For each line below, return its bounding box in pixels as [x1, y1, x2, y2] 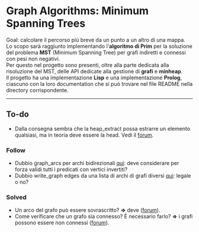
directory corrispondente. [6, 86, 69, 94]
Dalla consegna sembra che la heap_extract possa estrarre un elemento [14, 125, 191, 132]
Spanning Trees [6, 17, 86, 30]
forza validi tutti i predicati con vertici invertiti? [14, 166, 128, 173]
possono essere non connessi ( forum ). [14, 219, 110, 226]
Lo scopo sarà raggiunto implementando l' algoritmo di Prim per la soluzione [6, 43, 192, 50]
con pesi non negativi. [6, 55, 60, 62]
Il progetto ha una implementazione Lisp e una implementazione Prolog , [6, 74, 182, 81]
